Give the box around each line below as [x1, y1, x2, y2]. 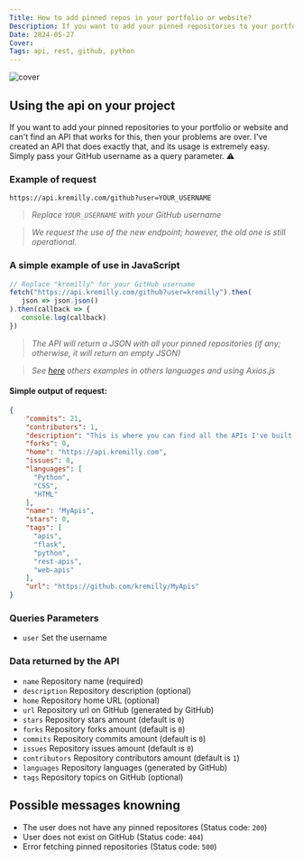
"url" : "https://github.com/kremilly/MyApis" [25, 582, 200, 592]
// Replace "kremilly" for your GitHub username [9, 279, 196, 289]
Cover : [9, 38, 34, 48]
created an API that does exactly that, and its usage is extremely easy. [9, 141, 271, 152]
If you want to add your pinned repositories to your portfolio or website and [9, 121, 289, 132]
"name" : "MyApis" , [25, 507, 95, 516]
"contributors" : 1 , [25, 422, 99, 432]
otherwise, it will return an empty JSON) [31, 347, 181, 358]
